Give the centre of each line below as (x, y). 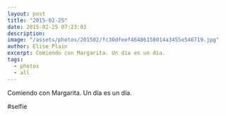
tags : (15, 60)
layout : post (26, 14)
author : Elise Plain (38, 46)
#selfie (17, 106)
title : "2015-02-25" (38, 20)
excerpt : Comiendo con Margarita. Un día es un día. (87, 53)
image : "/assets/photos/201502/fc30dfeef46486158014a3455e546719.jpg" (113, 40)
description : (26, 33)
